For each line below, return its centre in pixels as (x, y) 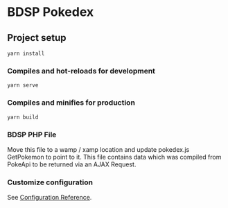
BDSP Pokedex (51, 12)
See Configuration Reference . (50, 198)
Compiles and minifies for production (71, 103)
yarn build (23, 117)
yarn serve (23, 85)
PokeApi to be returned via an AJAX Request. (72, 164)
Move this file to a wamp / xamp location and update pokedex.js (98, 149)
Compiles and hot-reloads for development (81, 71)
